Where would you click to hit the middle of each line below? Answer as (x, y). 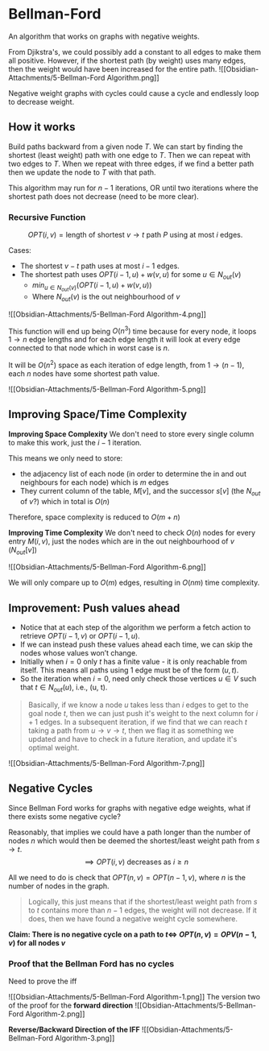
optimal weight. (54, 748)
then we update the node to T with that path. (82, 172)
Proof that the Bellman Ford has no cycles (91, 963)
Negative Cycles (51, 789)
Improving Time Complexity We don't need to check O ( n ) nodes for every (132, 532)
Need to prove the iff (43, 981)
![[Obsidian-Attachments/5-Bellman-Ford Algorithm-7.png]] (107, 763)
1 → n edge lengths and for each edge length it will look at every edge (124, 340)
